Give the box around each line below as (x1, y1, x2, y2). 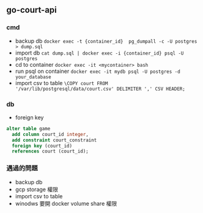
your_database (15, 73, 51, 80)
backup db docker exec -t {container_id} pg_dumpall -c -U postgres (15, 37, 197, 45)
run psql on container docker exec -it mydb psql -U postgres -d (15, 67, 180, 75)
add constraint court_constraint (12, 137, 97, 143)
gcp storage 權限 (15, 185, 58, 193)
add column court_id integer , (12, 131, 89, 137)
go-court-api (6, 5, 57, 15)
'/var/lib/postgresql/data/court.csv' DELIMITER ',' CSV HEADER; (15, 86, 185, 92)
